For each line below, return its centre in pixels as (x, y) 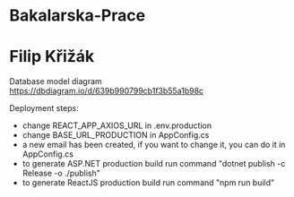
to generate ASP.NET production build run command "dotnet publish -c (154, 164)
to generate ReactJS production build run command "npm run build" (148, 183)
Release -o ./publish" (61, 173)
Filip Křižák (52, 57)
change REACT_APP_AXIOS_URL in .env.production (117, 125)
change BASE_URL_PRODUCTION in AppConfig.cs (116, 135)
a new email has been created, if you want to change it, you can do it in (154, 145)
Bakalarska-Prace (78, 16)
